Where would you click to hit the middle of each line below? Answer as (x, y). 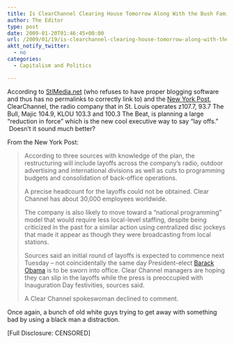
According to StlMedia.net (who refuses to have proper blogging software (113, 91)
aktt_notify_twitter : (39, 46)
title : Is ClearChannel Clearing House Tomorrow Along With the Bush (110, 14)
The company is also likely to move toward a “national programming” (123, 212)
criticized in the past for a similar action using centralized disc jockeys (125, 227)
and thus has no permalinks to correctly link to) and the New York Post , (109, 99)
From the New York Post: (43, 142)
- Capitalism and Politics (53, 66)
